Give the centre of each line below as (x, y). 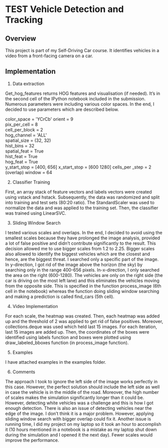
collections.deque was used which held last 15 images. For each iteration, (81, 327)
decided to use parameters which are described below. (62, 109)
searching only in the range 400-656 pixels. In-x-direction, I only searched (82, 270)
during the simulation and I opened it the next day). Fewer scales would (79, 434)
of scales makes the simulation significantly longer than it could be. (75, 397)
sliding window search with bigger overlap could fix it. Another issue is (78, 419)
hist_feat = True (21, 156)
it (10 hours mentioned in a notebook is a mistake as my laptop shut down (81, 429)
